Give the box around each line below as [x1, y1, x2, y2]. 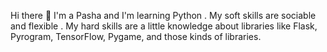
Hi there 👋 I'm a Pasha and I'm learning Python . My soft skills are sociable [10, 10, 317, 21]
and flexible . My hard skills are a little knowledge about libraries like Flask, [10, 20, 318, 32]
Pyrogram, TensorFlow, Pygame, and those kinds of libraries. [10, 31, 262, 42]
